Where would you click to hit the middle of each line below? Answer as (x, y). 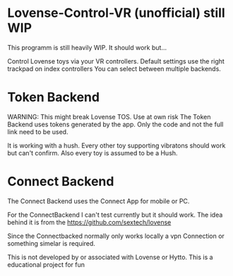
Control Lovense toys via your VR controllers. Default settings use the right (116, 61)
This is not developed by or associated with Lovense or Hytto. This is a (110, 257)
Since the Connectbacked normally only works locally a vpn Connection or (116, 236)
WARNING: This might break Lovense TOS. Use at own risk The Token (109, 116)
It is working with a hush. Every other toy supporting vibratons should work (116, 145)
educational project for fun (46, 264)
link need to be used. (38, 131)
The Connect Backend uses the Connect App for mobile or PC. (98, 201)
